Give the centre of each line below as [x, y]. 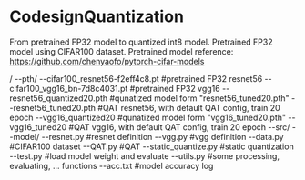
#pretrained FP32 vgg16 [175, 88]
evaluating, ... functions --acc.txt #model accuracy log [112, 165]
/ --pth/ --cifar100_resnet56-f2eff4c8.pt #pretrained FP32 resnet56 [136, 78]
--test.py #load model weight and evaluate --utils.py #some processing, [145, 155]
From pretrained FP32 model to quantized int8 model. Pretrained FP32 [141, 42]
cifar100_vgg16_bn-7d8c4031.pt [69, 88]
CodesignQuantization [97, 17]
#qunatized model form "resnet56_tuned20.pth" [199, 98]
